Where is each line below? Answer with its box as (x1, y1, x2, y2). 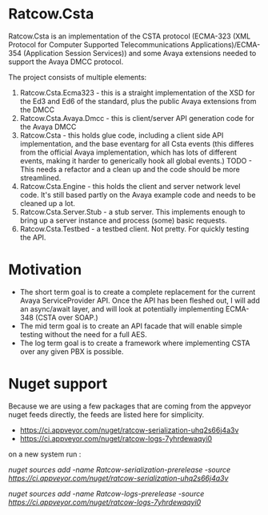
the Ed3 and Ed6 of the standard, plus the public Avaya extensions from (19, 96, 257, 106)
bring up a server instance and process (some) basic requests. (19, 215, 227, 225)
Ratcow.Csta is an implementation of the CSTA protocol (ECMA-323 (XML (8, 31, 251, 41)
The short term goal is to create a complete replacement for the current (19, 287, 256, 296)
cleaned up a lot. (19, 198, 76, 208)
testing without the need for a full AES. (19, 329, 147, 339)
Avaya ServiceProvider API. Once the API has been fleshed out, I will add (19, 296, 260, 305)
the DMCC (19, 105, 54, 115)
